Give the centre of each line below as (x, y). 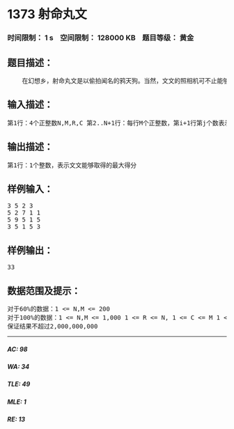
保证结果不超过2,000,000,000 (53, 326)
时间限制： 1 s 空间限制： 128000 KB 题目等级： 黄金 (101, 38)
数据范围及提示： (44, 291)
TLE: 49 (19, 384)
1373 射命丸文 (47, 14)
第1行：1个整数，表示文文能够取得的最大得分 (72, 165)
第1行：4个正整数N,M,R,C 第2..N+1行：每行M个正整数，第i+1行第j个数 (113, 123)
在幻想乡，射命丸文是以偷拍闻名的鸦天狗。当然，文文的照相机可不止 (119, 80)
